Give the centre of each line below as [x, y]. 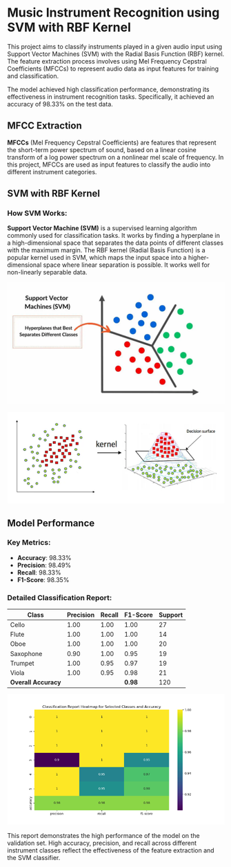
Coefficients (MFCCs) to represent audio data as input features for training [113, 68]
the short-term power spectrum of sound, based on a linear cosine [102, 149]
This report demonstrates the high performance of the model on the [103, 836]
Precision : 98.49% [44, 565]
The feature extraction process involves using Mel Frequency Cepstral [107, 61]
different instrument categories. [52, 171]
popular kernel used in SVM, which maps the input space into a [97, 258]
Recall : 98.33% [39, 572]
